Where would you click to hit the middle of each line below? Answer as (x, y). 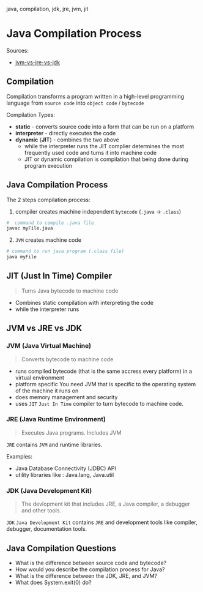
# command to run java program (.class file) (65, 251)
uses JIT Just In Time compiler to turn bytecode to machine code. (99, 403)
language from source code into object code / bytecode (75, 103)
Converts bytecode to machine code (67, 359)
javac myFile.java (30, 228)
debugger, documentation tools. (47, 529)
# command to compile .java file (50, 223)
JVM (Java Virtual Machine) (49, 346)
